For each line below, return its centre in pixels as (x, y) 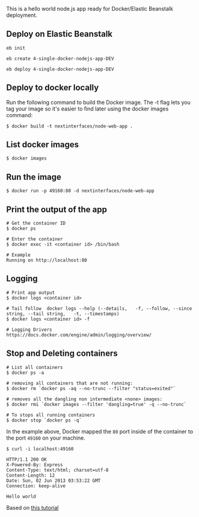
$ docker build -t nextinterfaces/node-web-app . (70, 126)
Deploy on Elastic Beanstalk (60, 34)
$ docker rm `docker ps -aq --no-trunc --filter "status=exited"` (91, 388)
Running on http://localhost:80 (47, 260)
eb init (16, 48)
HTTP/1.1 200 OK (26, 459)
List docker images (43, 145)
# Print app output (31, 292)
